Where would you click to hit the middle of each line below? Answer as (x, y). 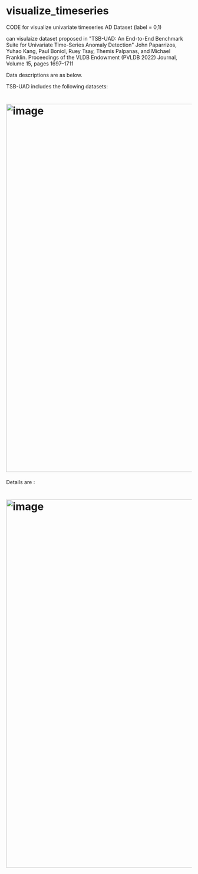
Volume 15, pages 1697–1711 (40, 64)
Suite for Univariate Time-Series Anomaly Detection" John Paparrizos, (91, 45)
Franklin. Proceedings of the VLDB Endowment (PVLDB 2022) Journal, (92, 57)
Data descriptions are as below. (44, 75)
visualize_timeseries (57, 11)
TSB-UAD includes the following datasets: (57, 86)
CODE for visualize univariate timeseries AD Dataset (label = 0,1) (84, 27)
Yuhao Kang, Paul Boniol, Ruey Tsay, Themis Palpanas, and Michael (88, 51)
